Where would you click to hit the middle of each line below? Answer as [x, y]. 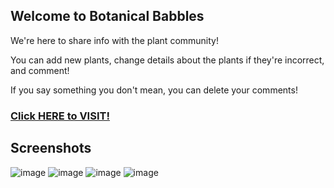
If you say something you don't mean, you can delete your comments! [154, 90]
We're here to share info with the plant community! [114, 40]
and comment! [40, 70]
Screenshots [51, 148]
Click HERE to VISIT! [60, 116]
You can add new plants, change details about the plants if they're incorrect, [167, 60]
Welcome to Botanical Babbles [107, 16]
